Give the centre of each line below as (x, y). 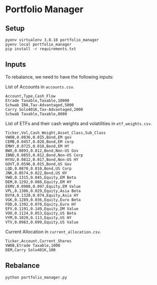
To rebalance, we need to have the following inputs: (59, 77)
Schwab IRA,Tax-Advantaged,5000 (40, 105)
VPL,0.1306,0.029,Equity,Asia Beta (43, 191)
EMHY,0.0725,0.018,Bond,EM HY (37, 146)
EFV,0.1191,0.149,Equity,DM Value (42, 209)
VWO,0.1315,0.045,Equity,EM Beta (41, 177)
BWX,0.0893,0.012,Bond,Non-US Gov (42, 151)
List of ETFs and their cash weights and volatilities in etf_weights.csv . (79, 123)
